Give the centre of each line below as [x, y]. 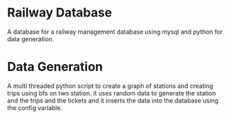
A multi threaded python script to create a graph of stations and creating [110, 86]
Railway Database [60, 13]
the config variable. [35, 107]
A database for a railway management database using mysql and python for [115, 32]
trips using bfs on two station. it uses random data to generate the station [112, 93]
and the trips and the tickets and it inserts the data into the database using [113, 100]
